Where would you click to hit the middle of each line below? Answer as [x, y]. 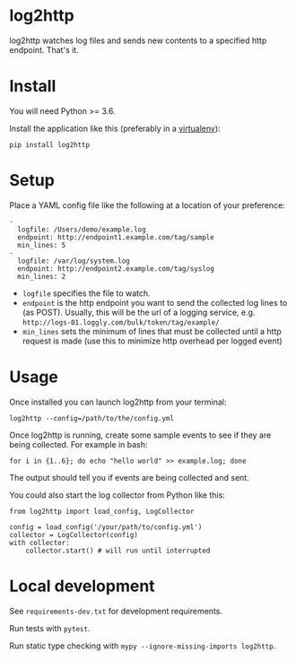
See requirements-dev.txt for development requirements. [116, 611]
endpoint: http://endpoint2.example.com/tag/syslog [116, 269]
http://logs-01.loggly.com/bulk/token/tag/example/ [121, 322]
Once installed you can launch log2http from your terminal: [118, 402]
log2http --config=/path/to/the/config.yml [92, 418]
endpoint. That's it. [44, 49]
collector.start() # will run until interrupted [118, 551]
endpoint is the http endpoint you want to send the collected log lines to [155, 302]
